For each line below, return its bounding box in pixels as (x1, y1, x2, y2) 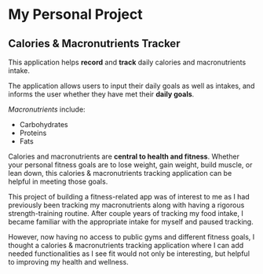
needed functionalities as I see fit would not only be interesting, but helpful (8, 249, 250, 258)
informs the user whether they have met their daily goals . (8, 90, 195, 99)
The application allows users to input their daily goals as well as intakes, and (8, 81, 255, 90)
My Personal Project (8, 5, 143, 24)
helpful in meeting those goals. (8, 177, 108, 186)
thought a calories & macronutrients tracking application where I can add (8, 241, 244, 250)
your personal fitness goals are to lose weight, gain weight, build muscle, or (8, 160, 253, 170)
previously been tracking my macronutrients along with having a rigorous (8, 200, 245, 210)
